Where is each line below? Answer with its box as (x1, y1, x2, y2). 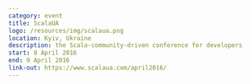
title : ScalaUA (8, 19, 59, 27)
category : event (8, 11, 63, 20)
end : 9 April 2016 (8, 57, 70, 65)
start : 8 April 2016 (8, 49, 78, 57)
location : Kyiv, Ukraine (8, 34, 92, 42)
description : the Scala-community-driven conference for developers (8, 42, 243, 50)
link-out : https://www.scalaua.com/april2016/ (8, 64, 167, 72)
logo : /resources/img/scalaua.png (8, 26, 125, 34)
